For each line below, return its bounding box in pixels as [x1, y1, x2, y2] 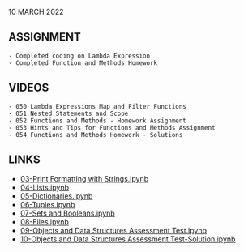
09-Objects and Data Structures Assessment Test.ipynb [19, 226, 208, 236]
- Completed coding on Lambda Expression [8, 52, 151, 60]
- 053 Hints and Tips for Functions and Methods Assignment [8, 123, 216, 132]
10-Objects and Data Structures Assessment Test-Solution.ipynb [19, 234, 236, 244]
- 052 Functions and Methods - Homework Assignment [8, 117, 186, 125]
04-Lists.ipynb [19, 182, 70, 193]
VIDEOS [8, 81, 49, 95]
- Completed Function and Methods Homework [8, 58, 158, 67]
